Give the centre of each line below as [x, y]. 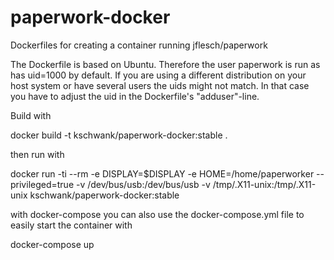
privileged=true [42, 184]
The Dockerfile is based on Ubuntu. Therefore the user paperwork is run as [165, 64]
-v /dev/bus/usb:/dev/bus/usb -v [143, 184]
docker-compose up [52, 244]
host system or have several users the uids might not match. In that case [160, 85]
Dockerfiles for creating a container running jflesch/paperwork [139, 45]
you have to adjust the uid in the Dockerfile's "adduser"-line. [135, 96]
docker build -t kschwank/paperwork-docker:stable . [119, 135]
